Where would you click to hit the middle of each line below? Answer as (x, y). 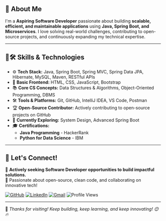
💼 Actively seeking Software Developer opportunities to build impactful (80, 170)
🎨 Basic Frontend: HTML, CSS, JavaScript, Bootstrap (66, 82)
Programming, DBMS (34, 95)
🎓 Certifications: (31, 126)
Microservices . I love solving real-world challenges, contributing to (74, 31)
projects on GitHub (31, 115)
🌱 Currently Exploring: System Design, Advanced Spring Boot (76, 120)
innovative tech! (21, 186)
